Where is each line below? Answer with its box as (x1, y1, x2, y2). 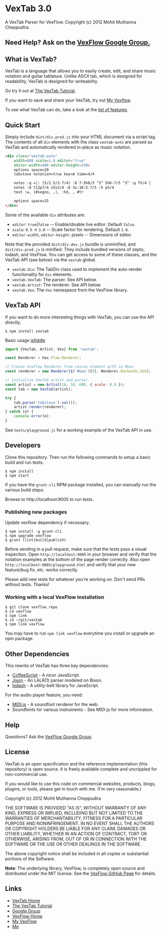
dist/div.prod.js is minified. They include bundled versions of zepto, (5, 246, 145, 252)
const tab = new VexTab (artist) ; (5, 387, 73, 392)
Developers (5, 441, 41, 450)
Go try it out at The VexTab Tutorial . (5, 88, 76, 94)
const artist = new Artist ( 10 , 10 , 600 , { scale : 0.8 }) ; (5, 382, 125, 387)
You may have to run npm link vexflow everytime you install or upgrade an (5, 630, 155, 636)
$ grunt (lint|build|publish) (5, 538, 67, 542)
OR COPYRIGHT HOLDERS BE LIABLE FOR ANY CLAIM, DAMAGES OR (5, 826, 146, 831)
